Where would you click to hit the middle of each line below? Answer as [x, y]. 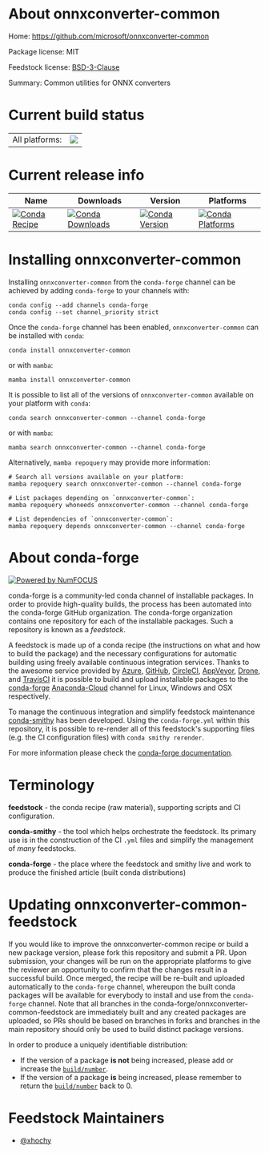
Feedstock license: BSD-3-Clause [64, 67]
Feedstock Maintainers [86, 1118]
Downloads [100, 200]
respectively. [29, 696]
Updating [40, 904]
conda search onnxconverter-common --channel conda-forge [107, 417]
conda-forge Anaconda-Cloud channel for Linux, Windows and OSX [120, 687]
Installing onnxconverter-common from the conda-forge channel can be [122, 282]
